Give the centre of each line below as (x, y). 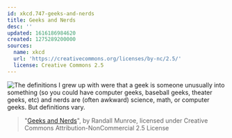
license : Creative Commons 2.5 (59, 65)
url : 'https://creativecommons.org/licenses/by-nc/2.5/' (98, 59)
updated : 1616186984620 (42, 33)
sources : (20, 46)
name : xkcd (29, 53)
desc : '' (20, 26)
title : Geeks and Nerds (42, 20)
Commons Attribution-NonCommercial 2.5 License (97, 128)
